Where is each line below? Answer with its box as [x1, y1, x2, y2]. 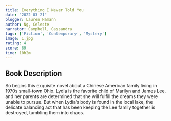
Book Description [5, 69, 62, 78]
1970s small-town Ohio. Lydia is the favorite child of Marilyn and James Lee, [5, 88, 166, 94]
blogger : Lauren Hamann [5, 17, 56, 22]
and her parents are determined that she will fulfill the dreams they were [5, 93, 158, 100]
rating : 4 [5, 41, 27, 46]
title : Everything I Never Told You [5, 7, 84, 13]
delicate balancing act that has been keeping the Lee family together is [5, 104, 156, 110]
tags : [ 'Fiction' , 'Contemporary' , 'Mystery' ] [5, 31, 107, 36]
